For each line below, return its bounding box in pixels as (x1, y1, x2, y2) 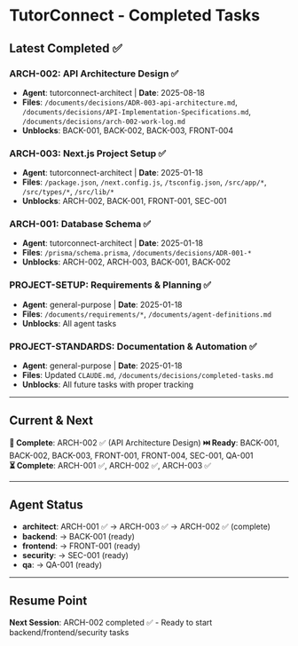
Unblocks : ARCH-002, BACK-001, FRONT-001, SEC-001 (21, 196, 228, 207)
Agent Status (9, 498, 83, 513)
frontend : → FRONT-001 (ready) (21, 540, 141, 551)
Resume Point (9, 594, 88, 609)
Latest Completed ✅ (9, 41, 122, 56)
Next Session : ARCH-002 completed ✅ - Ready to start (9, 617, 213, 627)
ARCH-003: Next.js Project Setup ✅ (9, 147, 167, 160)
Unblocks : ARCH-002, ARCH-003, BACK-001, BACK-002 (21, 256, 231, 267)
